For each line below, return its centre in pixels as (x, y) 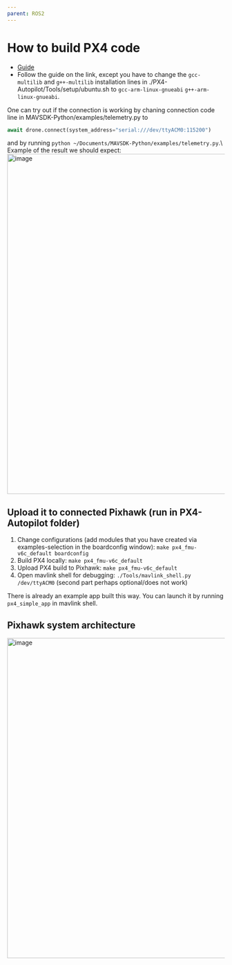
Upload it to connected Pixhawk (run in (93, 512)
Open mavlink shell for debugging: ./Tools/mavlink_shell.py (104, 575)
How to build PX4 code (74, 47)
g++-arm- (197, 90)
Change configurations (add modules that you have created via (107, 540)
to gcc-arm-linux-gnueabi (147, 89)
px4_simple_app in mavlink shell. (52, 604)
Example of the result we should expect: (65, 150)
